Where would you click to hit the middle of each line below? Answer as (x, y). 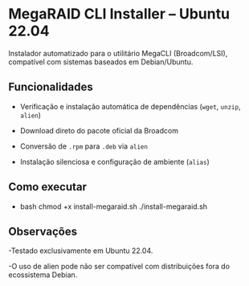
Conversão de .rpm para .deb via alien (84, 146)
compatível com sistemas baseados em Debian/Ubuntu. (101, 62)
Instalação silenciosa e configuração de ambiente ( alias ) (115, 161)
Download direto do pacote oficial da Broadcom (99, 130)
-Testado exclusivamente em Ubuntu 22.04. (81, 251)
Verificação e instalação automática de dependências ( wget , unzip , (130, 106)
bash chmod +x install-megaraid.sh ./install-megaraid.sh (113, 206)
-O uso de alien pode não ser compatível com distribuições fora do (119, 267)
